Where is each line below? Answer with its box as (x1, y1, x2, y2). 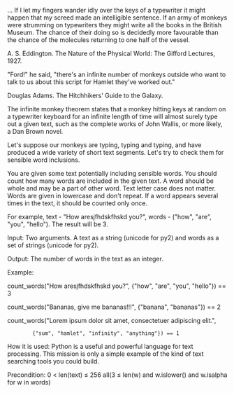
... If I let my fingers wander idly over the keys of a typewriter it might (7, 6, 206, 14)
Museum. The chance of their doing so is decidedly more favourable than (7, 28, 219, 36)
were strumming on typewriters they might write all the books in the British (7, 21, 222, 29)
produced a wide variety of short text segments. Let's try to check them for (7, 149, 224, 156)
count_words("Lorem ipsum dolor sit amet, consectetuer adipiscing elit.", (7, 317, 217, 324)
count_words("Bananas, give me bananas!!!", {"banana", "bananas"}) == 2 (7, 303, 221, 311)
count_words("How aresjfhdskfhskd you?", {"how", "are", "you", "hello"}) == (7, 282, 227, 290)
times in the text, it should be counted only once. (7, 199, 148, 207)
